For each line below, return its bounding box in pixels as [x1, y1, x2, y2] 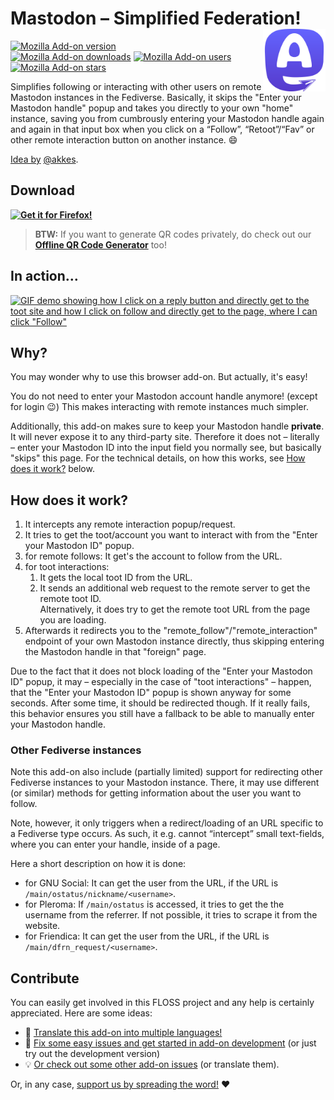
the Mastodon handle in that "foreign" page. [24, 646, 207, 658]
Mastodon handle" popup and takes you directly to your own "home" [10, 102, 294, 114]
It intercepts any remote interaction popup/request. [24, 518, 236, 531]
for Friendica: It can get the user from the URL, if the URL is [24, 930, 270, 942]
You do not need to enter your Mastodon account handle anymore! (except [10, 390, 318, 402]
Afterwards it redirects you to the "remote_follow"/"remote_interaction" [24, 625, 318, 637]
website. [24, 920, 61, 932]
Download [10, 182, 75, 199]
